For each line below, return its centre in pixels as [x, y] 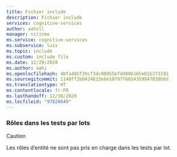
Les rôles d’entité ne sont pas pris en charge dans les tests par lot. [89, 147]
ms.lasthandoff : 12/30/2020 [42, 96]
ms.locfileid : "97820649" [39, 101]
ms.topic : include [29, 51]
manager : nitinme [28, 34]
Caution [16, 136]
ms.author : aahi [27, 68]
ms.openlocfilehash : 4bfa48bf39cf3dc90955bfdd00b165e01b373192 [88, 74]
